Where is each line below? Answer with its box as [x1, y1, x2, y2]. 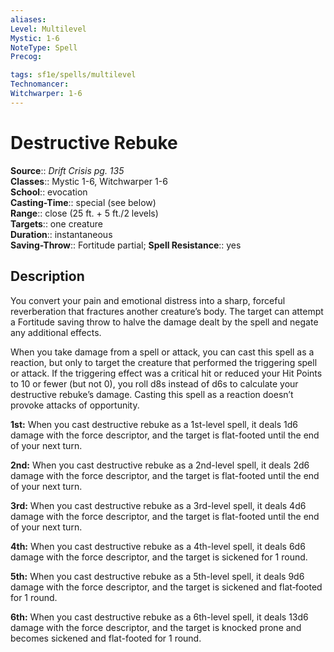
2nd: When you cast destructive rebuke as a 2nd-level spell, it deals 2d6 [10, 459, 310, 471]
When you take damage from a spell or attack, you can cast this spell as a [10, 346, 315, 358]
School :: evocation [10, 186, 88, 198]
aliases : [10, 14, 47, 25]
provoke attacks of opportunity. [10, 399, 140, 411]
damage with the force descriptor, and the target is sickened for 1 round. [10, 551, 308, 563]
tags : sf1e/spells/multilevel [10, 70, 137, 80]
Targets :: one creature [10, 217, 103, 230]
